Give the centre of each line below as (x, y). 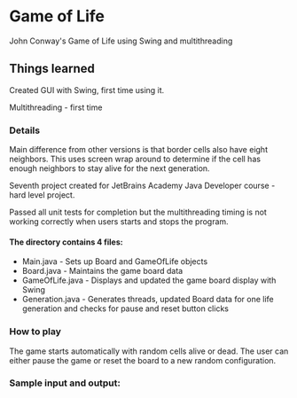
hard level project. (42, 195)
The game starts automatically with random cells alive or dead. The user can (149, 351)
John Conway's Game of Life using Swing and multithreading (121, 41)
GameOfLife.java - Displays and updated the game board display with (149, 280)
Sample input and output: (65, 383)
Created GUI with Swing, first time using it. (87, 90)
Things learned (52, 69)
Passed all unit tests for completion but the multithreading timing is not (138, 212)
